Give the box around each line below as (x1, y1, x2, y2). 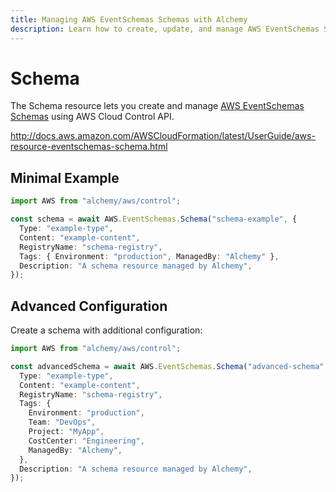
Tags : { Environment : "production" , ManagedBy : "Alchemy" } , (19, 251, 280, 261)
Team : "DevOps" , (28, 417, 97, 428)
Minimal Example (10, 169, 120, 186)
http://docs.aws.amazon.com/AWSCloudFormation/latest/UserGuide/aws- (10, 130, 316, 142)
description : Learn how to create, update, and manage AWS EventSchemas (10, 24, 320, 34)
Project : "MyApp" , (28, 427, 105, 437)
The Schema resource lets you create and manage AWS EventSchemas (10, 100, 305, 112)
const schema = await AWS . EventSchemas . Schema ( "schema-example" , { (10, 214, 298, 225)
